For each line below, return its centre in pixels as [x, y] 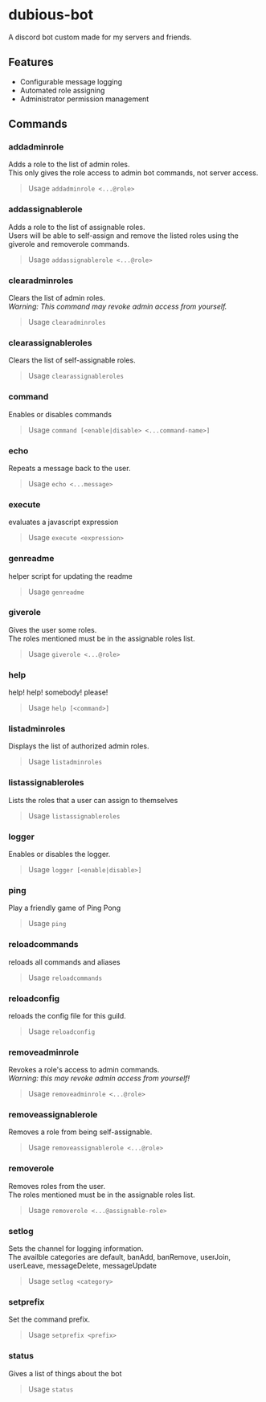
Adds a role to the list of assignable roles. [77, 227]
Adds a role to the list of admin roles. [69, 164]
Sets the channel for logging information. [76, 1248]
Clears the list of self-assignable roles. [72, 360]
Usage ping [47, 924]
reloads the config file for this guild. [67, 1015]
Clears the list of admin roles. [57, 298]
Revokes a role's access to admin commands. [84, 1070]
